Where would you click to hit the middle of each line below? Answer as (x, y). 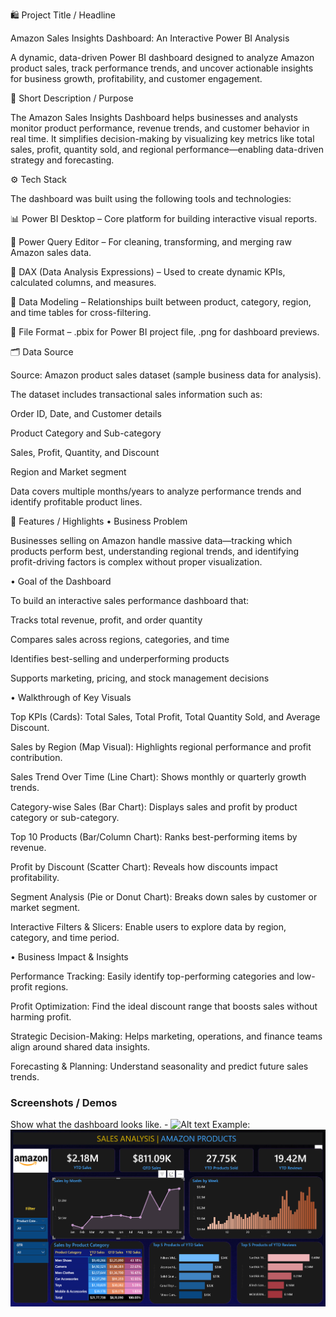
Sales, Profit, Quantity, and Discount (85, 452)
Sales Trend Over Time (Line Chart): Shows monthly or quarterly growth (158, 777)
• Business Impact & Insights (69, 957)
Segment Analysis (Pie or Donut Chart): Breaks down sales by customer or (164, 897)
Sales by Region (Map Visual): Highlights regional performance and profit (161, 747)
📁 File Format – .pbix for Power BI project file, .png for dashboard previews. (165, 332)
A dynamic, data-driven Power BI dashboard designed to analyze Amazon (162, 57)
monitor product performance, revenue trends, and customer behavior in (160, 128)
